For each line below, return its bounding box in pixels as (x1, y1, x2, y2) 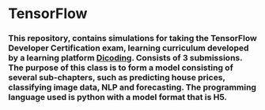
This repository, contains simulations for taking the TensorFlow (8, 33, 257, 44)
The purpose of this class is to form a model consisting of (8, 62, 233, 73)
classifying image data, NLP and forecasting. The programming (8, 82, 257, 93)
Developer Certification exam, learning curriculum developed (8, 42, 249, 53)
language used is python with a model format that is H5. (8, 92, 228, 103)
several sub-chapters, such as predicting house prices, (8, 72, 225, 83)
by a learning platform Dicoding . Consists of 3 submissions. (8, 53, 243, 64)
